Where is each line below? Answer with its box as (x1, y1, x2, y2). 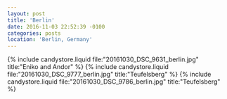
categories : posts (7, 29, 61, 37)
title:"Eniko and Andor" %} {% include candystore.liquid (7, 63, 169, 71)
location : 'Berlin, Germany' (7, 36, 93, 43)
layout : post (7, 10, 46, 17)
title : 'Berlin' (7, 17, 55, 24)
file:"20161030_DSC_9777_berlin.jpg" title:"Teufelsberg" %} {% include (7, 70, 212, 79)
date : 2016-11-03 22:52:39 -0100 (7, 23, 105, 30)
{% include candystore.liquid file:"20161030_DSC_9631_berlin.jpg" (7, 55, 199, 63)
